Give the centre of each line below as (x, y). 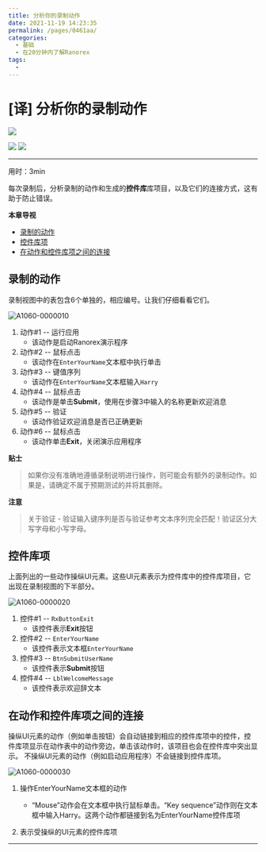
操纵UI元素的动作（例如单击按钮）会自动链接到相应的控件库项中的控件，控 (130, 736)
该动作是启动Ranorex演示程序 (80, 341)
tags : (17, 60)
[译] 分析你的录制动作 (78, 109)
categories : (28, 38)
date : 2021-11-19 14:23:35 (53, 23)
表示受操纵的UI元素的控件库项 (68, 832)
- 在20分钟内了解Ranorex (53, 52)
